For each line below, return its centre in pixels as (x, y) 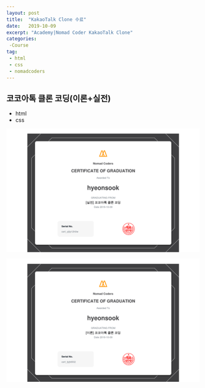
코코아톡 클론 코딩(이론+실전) (59, 98)
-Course (19, 45)
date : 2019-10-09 (31, 26)
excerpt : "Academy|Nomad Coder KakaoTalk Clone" (70, 33)
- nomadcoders (27, 71)
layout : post (23, 13)
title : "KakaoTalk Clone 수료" (47, 19)
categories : (21, 39)
